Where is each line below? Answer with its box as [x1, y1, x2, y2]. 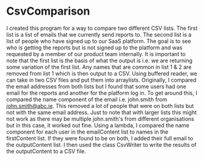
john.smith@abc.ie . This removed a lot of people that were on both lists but [6, 102, 194, 109]
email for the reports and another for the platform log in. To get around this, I [6, 89, 197, 96]
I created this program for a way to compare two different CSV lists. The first [6, 24, 198, 32]
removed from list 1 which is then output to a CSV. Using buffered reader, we [6, 70, 197, 77]
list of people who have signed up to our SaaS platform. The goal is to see [6, 37, 191, 45]
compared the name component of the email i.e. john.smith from [6, 96, 168, 103]
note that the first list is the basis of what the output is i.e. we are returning [6, 57, 193, 64]
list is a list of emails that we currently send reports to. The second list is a [6, 30, 192, 38]
